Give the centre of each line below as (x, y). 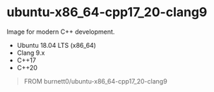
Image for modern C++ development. (61, 32)
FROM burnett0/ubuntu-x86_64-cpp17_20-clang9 (95, 81)
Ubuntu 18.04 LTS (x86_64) (57, 45)
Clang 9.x (31, 53)
